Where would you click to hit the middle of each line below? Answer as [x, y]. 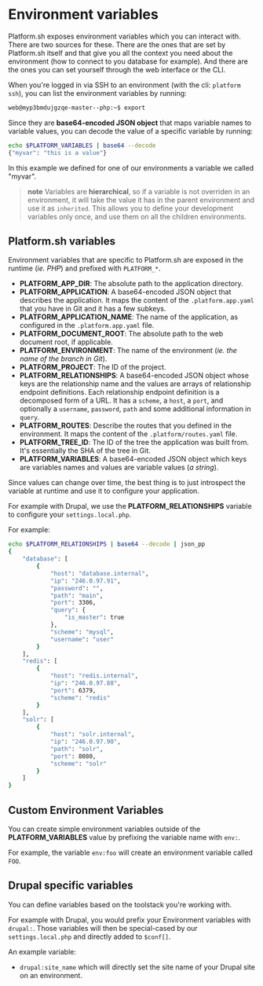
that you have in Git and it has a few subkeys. [93, 309]
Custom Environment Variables [86, 810]
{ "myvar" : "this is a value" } [58, 153]
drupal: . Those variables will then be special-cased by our [103, 928]
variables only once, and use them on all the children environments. [137, 216]
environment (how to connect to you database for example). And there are [128, 61]
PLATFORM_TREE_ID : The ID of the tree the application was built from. [134, 443]
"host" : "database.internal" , [99, 573]
